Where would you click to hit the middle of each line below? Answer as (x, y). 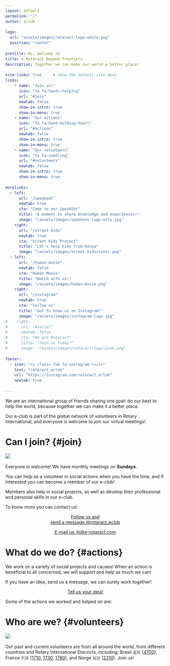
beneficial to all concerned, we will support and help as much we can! (78, 572)
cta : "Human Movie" (39, 273)
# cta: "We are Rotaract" (38, 338)
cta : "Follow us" (37, 305)
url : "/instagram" (38, 295)
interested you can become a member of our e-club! (60, 482)
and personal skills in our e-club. (39, 497)
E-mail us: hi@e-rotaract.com (85, 532)
